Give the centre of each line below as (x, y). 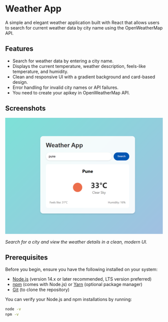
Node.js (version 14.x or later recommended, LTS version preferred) (82, 279)
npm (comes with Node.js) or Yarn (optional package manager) (77, 285)
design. (20, 82)
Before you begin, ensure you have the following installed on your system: (81, 270)
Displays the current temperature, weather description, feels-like (79, 66)
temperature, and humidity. (40, 71)
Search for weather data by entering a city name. (63, 61)
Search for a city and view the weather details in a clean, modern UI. (76, 242)
